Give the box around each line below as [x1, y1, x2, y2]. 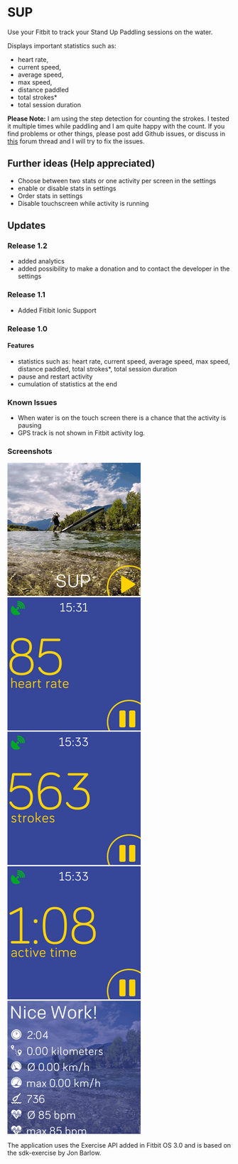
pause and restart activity [17, 372, 93, 381]
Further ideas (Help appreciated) [7, 158, 156, 170]
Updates [7, 219, 46, 232]
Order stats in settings [17, 191, 83, 200]
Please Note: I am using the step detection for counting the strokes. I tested [7, 114, 229, 123]
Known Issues [7, 397, 58, 407]
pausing [17, 421, 42, 430]
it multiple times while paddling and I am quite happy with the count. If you [7, 121, 225, 130]
